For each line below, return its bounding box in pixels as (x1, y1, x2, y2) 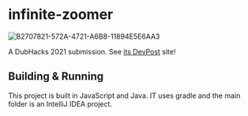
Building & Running (8, 69, 104, 84)
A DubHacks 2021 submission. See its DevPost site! (8, 47, 176, 56)
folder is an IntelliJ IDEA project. (8, 99, 113, 108)
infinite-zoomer (8, 6, 114, 24)
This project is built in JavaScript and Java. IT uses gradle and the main (8, 91, 241, 100)
